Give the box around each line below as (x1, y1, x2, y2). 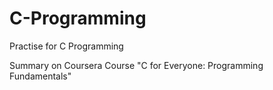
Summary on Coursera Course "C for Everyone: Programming (9, 59, 264, 71)
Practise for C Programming (9, 40, 124, 52)
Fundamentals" (9, 70, 72, 82)
